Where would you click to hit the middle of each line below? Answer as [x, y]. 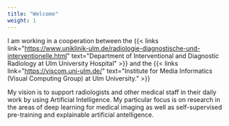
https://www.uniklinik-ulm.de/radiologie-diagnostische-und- [112, 48]
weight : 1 [22, 21]
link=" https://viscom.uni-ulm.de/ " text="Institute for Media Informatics [110, 71]
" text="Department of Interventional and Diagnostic [143, 56]
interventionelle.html [37, 56]
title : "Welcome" [33, 14]
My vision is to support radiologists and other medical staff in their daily [112, 92]
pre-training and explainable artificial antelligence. [80, 115]
